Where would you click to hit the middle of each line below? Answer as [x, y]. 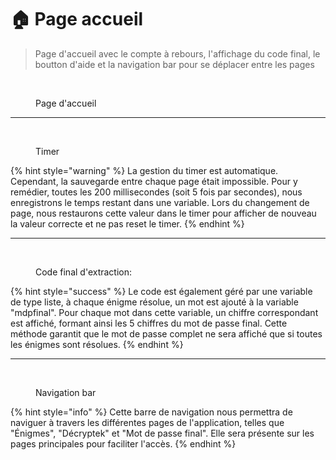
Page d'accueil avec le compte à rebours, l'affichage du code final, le [177, 53]
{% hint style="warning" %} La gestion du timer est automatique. [144, 170]
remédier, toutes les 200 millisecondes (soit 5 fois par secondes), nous [156, 192]
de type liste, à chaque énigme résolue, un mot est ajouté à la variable [154, 302]
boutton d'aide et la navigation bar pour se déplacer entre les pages [174, 64]
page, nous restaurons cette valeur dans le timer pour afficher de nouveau [163, 213]
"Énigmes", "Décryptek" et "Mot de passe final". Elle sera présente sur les [162, 433]
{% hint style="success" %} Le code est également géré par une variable [161, 291]
